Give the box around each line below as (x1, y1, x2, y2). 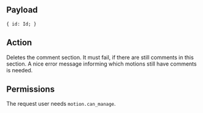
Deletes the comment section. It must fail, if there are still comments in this (6, 53, 194, 61)
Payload (6, 5, 38, 15)
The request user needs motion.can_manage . (6, 100, 116, 108)
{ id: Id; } (6, 21, 37, 27)
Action (6, 38, 32, 48)
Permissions (6, 84, 55, 95)
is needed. (6, 66, 33, 74)
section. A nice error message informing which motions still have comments (6, 60, 197, 67)
